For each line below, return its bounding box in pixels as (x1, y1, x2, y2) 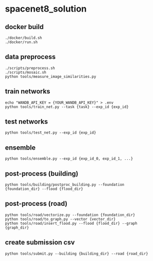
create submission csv (5, 238, 75, 246)
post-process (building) (5, 169, 78, 178)
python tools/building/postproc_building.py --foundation (5, 183, 124, 187)
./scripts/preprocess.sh (5, 65, 55, 71)
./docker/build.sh (5, 35, 42, 40)
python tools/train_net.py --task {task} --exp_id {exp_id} (5, 104, 129, 109)
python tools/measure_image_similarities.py (5, 74, 96, 79)
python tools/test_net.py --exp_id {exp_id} (5, 130, 96, 135)
